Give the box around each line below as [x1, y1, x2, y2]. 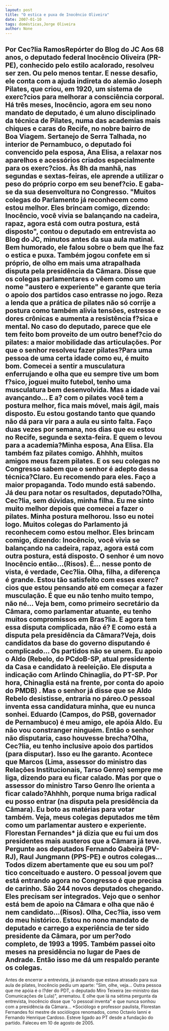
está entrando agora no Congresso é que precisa [5, 876, 162, 885]
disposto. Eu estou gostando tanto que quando [5, 409, 155, 418]
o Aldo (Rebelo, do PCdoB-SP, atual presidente [5, 655, 155, 663]
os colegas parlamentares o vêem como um [5, 275, 145, 283]
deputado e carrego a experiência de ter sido [5, 924, 149, 932]
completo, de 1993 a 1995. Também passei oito [5, 939, 155, 948]
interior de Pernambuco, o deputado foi [5, 140, 132, 148]
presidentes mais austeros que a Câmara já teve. [5, 836, 161, 845]
